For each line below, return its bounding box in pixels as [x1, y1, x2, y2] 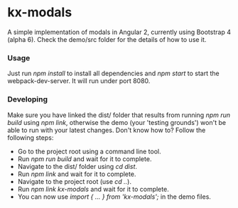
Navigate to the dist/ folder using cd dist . [17, 162, 137, 170]
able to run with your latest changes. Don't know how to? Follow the [7, 126, 206, 134]
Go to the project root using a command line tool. [17, 147, 161, 155]
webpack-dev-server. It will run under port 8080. [7, 77, 151, 85]
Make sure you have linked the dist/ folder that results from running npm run [7, 111, 231, 119]
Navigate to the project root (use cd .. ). [17, 177, 131, 185]
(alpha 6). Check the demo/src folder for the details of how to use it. [7, 35, 207, 43]
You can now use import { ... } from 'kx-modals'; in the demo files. [17, 192, 212, 201]
